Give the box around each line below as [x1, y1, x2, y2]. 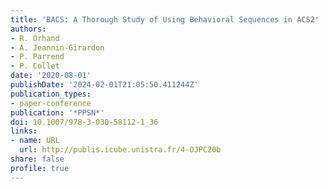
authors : [10, 24, 47, 34]
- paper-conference [10, 98, 92, 108]
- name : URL [10, 136, 60, 146]
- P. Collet [10, 61, 60, 71]
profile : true [10, 163, 70, 173]
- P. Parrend [10, 52, 65, 62]
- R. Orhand [10, 33, 60, 43]
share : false [10, 154, 65, 164]
